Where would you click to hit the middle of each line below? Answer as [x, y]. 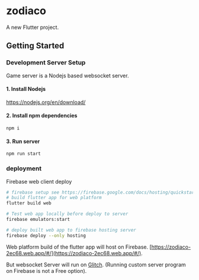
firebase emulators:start [38, 220]
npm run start [24, 154]
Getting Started [35, 46]
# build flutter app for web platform [54, 198]
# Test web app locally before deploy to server [67, 214]
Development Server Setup [46, 63]
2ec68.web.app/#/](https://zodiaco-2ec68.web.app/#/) [74, 253]
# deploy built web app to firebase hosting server [71, 230]
